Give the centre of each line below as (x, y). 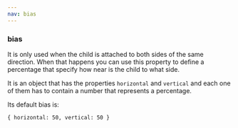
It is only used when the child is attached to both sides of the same (106, 54)
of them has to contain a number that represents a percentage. (100, 90)
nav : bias (22, 14)
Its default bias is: (33, 105)
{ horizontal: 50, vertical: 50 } (59, 117)
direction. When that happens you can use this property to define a (106, 62)
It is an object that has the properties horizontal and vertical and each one (119, 83)
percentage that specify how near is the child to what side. (94, 69)
